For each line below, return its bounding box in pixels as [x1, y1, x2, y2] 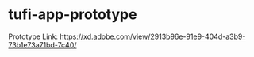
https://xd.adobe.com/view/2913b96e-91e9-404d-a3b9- [59, 32, 246, 41]
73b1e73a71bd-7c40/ [8, 40, 77, 49]
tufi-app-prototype [8, 6, 137, 24]
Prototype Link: [8, 32, 58, 41]
